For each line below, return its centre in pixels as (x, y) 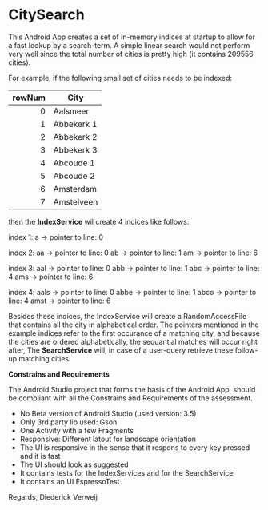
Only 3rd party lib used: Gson (68, 422)
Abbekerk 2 (75, 137)
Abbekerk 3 (75, 149)
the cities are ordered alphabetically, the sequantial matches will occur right (133, 341)
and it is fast (40, 456)
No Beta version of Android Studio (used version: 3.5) (108, 413)
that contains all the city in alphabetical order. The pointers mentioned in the (134, 325)
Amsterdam (75, 189)
